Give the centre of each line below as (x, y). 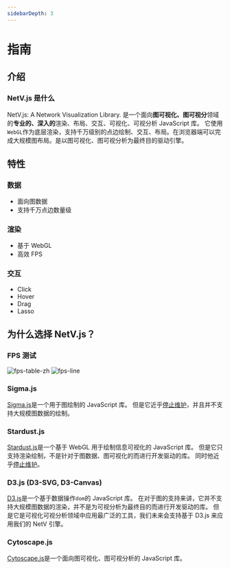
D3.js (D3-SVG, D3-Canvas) (55, 483)
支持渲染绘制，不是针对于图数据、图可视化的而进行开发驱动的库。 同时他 (110, 456)
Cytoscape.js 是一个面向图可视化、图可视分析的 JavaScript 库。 (97, 558)
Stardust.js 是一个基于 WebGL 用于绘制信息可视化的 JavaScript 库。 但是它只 (115, 448)
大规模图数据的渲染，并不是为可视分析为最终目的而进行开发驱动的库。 (112, 507)
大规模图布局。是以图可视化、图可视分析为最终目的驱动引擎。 (100, 140)
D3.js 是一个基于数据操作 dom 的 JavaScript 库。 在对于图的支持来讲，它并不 (112, 498)
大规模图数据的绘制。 (43, 413)
